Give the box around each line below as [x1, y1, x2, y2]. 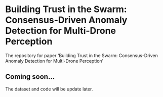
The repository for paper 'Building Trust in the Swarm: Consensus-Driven [5, 52, 158, 59]
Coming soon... [5, 72, 55, 81]
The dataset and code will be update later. [5, 86, 93, 92]
